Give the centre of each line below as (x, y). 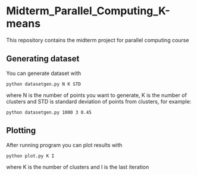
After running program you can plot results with (64, 145)
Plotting (21, 131)
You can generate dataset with (44, 73)
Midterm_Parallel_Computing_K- (88, 11)
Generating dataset (43, 59)
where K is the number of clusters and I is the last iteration (78, 167)
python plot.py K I (30, 156)
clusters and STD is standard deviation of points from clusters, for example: (99, 101)
